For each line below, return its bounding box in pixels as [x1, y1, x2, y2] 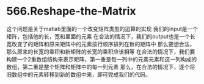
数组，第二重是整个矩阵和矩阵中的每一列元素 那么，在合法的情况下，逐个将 [6, 63, 195, 71]
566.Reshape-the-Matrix [6, 4, 136, 18]
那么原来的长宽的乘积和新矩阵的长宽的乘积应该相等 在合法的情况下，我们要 [6, 47, 195, 55]
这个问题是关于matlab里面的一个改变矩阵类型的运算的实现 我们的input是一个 [6, 25, 199, 32]
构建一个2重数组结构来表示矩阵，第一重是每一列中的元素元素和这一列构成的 [6, 55, 197, 63]
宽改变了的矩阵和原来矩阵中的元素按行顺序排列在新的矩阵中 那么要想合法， [6, 40, 195, 47]
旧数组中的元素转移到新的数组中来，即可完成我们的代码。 [6, 71, 151, 78]
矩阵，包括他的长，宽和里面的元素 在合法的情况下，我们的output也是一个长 [6, 32, 195, 40]
